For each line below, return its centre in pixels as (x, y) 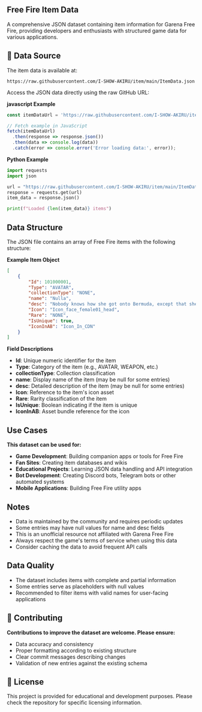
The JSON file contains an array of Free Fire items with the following (91, 241)
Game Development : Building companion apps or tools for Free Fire (99, 456)
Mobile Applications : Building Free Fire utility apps (78, 488)
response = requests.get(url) (45, 192)
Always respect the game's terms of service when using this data (96, 540)
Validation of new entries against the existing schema (81, 663)
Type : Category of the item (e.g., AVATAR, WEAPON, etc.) (87, 367)
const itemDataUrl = (33, 115)
